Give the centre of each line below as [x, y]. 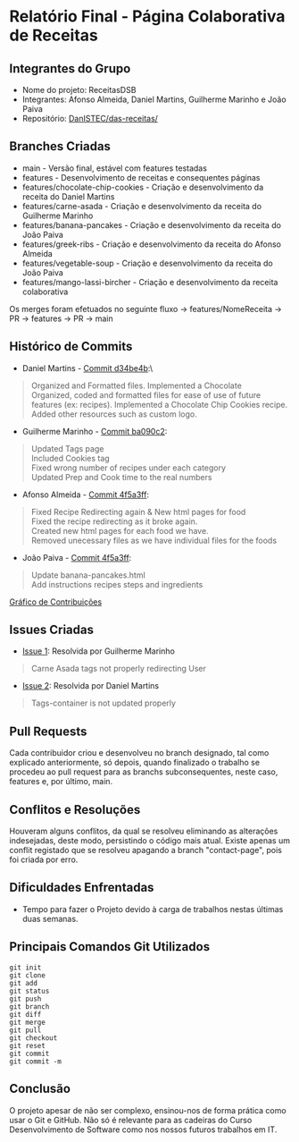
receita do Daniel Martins [68, 196]
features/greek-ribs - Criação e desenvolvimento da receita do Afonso [151, 244]
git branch [29, 1007]
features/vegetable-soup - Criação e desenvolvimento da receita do [148, 263]
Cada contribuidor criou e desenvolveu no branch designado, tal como [139, 753]
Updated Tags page [67, 448]
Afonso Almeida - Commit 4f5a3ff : [86, 495]
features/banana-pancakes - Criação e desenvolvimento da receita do [151, 224]
